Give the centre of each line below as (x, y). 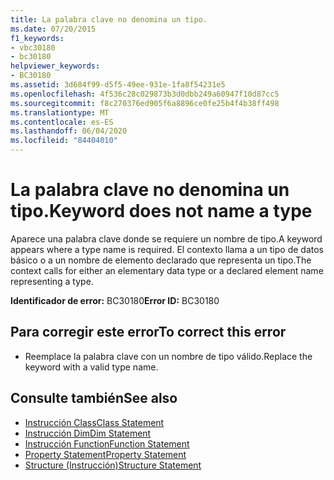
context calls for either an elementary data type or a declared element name (167, 270)
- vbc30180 (33, 47)
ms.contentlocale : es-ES (62, 122)
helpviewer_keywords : (55, 66)
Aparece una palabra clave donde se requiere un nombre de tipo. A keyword (166, 238)
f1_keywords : (37, 38)
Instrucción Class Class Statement (94, 422)
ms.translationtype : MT (60, 112)
